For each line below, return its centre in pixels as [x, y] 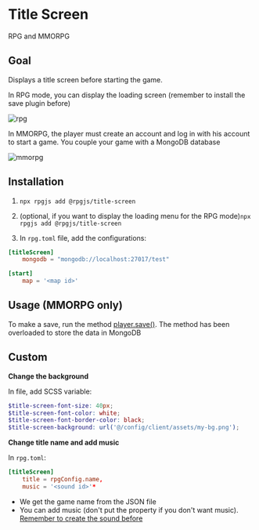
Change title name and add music [64, 443]
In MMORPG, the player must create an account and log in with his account [129, 133]
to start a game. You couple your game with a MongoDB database [114, 142]
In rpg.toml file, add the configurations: [83, 238]
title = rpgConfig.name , [63, 480]
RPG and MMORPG [39, 36]
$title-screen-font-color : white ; [65, 413]
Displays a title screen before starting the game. [85, 79]
